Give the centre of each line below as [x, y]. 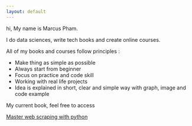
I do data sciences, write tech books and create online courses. [83, 39]
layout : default [26, 11]
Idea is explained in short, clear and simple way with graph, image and [100, 87]
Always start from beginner [48, 69]
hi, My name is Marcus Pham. [42, 28]
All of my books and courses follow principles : [63, 51]
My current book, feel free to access [51, 105]
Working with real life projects [51, 81]
